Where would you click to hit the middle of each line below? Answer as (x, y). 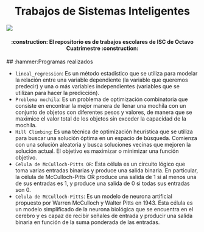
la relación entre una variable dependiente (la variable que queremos (101, 80)
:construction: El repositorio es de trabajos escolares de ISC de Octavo (102, 41)
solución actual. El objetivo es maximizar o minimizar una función (97, 151)
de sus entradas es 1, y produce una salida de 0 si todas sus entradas (102, 183)
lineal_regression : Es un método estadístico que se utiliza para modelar (106, 74)
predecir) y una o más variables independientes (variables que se (97, 86)
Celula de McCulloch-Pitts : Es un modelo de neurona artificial (93, 197)
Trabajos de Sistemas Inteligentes (102, 11)
